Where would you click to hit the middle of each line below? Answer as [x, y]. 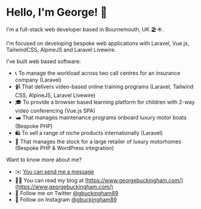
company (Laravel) [38, 80]
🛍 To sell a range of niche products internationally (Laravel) [89, 133]
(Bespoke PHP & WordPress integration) [64, 148]
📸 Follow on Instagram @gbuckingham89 [66, 199]
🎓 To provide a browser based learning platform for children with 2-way [105, 102]
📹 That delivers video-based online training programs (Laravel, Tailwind [104, 86]
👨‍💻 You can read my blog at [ [51, 180]
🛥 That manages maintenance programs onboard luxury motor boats [101, 117]
